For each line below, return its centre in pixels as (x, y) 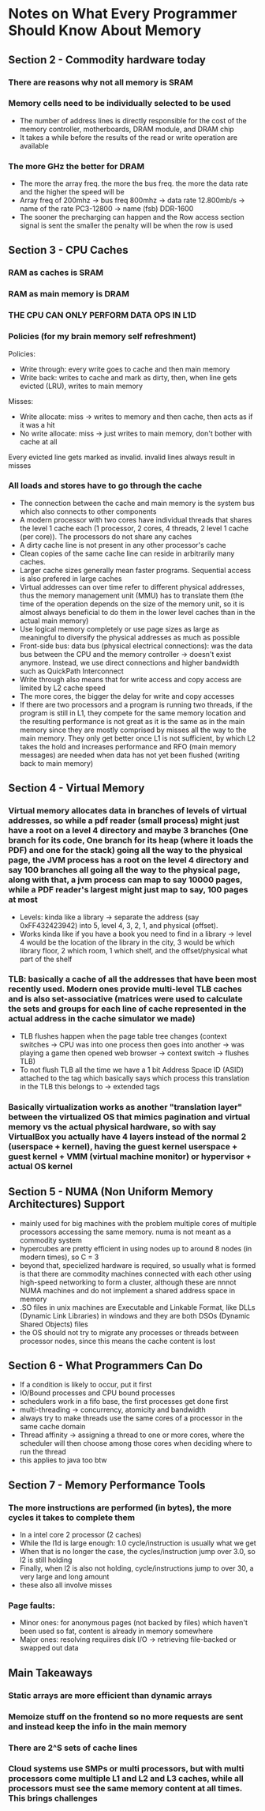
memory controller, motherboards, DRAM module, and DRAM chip (127, 129)
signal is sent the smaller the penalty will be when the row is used (126, 225)
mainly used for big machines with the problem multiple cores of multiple (138, 1223)
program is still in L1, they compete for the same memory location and (132, 713)
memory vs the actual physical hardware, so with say (112, 1126)
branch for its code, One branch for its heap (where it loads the (131, 840)
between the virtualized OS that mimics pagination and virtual (129, 1117)
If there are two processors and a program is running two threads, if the (136, 704)
